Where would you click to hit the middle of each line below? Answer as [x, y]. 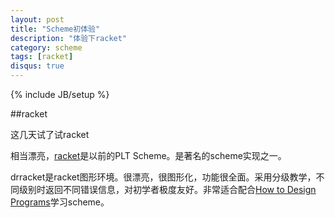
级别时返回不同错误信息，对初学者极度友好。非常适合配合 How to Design [167, 189]
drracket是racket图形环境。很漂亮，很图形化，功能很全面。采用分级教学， [163, 177]
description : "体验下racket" [69, 38]
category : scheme [46, 47]
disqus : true [37, 66]
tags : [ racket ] [42, 57]
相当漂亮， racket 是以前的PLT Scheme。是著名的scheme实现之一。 [148, 155]
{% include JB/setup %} [60, 94]
